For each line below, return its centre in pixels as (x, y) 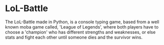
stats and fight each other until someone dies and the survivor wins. (74, 37)
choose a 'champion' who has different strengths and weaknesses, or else (80, 32)
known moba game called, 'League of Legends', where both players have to (82, 27)
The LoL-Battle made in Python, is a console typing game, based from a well (82, 22)
